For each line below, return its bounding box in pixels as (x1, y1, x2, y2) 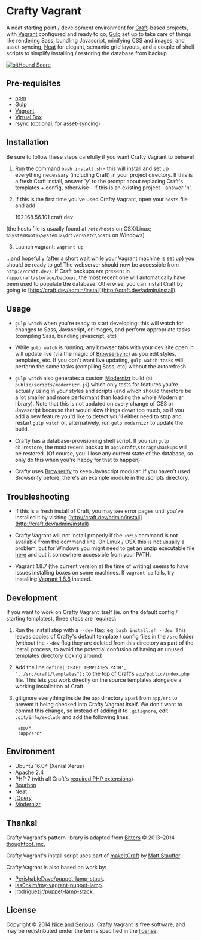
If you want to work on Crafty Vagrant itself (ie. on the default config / (6, 609, 178, 615)
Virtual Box (14, 113, 42, 120)
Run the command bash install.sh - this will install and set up (14, 165, 169, 172)
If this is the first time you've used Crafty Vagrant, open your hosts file (14, 195, 188, 202)
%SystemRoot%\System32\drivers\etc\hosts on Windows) (6, 231, 145, 238)
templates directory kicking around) (14, 652, 103, 659)
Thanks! (6, 818, 38, 828)
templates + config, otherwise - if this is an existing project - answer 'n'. (14, 184, 193, 191)
